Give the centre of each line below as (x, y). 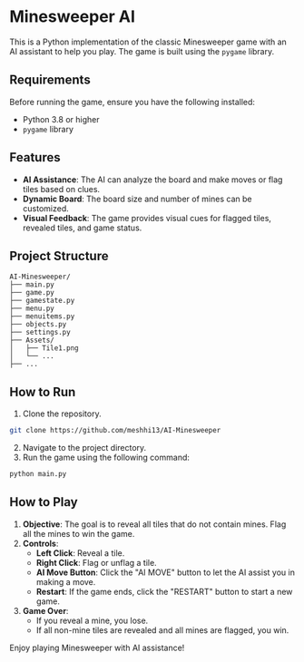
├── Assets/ (32, 341)
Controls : (40, 543)
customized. (46, 208)
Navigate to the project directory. (84, 448)
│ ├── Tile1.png (44, 348)
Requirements (50, 80)
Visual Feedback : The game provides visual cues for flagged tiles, (147, 218)
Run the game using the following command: (106, 458)
